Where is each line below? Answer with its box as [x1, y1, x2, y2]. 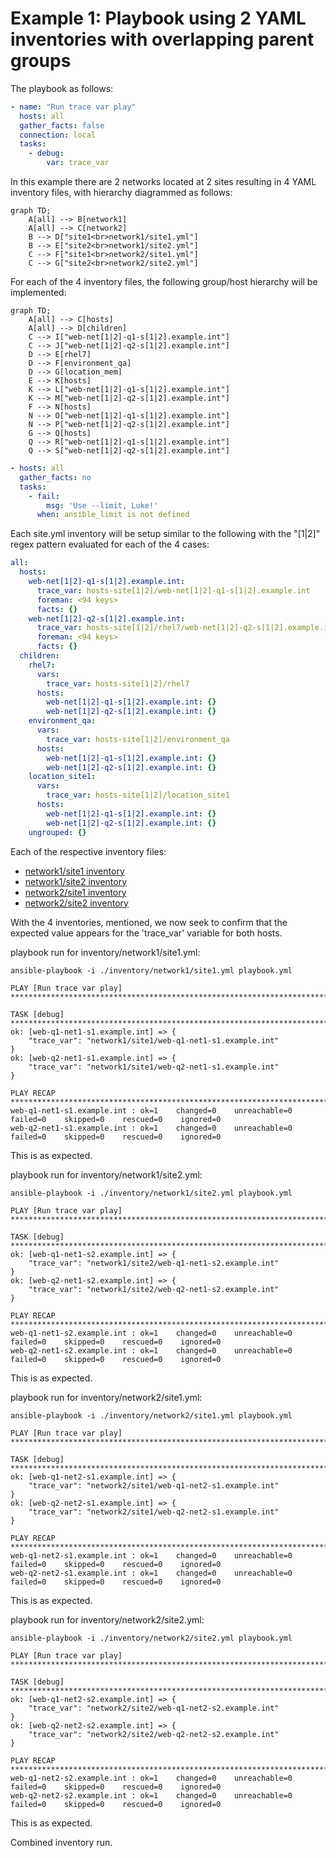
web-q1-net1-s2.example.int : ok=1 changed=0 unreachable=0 [10, 1328, 293, 1338]
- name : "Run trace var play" [10, 102, 137, 112]
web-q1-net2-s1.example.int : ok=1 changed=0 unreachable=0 [10, 1550, 293, 1561]
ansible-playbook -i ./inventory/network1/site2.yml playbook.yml [10, 1188, 293, 1198]
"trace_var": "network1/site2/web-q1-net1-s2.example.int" [28, 1258, 280, 1268]
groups [10, 50, 72, 72]
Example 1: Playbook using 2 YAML [10, 7, 307, 30]
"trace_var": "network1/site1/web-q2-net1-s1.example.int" [28, 1062, 280, 1072]
